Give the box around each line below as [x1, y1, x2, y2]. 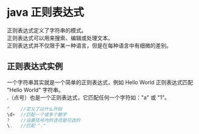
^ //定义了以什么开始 [7, 106, 62, 112]
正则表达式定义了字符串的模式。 [7, 27, 87, 34]
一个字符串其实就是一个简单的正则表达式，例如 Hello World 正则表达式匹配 [7, 78, 194, 85]
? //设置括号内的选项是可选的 [7, 117, 81, 123]
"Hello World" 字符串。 [7, 86, 64, 93]
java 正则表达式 [7, 5, 84, 19]
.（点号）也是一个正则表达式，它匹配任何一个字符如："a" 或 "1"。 [7, 93, 170, 101]
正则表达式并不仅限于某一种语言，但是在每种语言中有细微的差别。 [7, 42, 172, 49]
